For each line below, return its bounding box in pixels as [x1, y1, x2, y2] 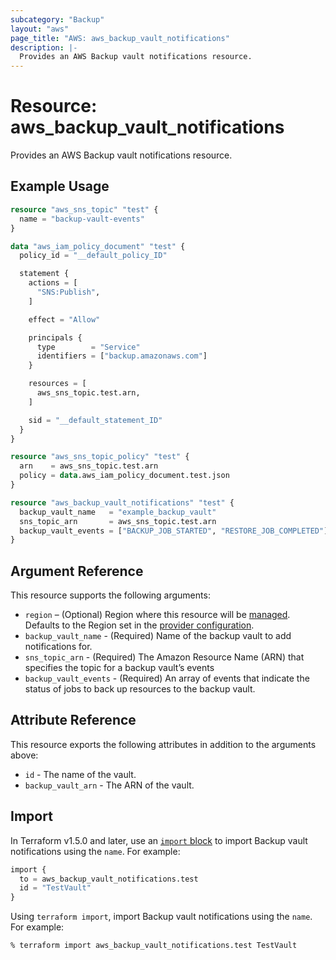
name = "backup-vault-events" [19, 214, 145, 224]
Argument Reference [10, 562, 144, 580]
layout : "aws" [10, 24, 70, 34]
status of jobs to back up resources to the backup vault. [24, 683, 256, 695]
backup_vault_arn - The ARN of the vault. [24, 779, 195, 791]
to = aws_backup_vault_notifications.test [19, 874, 199, 884]
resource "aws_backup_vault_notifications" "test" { [10, 497, 235, 508]
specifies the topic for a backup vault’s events [24, 662, 215, 674]
